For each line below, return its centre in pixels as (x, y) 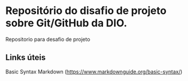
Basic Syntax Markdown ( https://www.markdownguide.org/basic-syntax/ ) (94, 72)
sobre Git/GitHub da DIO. (66, 23)
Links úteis (26, 57)
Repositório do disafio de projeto (86, 11)
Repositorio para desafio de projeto (48, 39)
